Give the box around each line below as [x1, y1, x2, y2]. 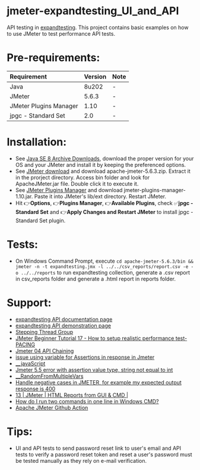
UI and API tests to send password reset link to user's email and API [15, 444, 182, 452]
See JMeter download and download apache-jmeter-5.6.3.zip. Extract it [15, 168, 191, 175]
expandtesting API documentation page [15, 316, 113, 323]
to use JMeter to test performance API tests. [7, 30, 115, 37]
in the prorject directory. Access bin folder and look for [15, 174, 150, 181]
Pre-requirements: [7, 51, 100, 65]
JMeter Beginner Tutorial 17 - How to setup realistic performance [15, 335, 174, 342]
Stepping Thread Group [15, 328, 74, 335]
